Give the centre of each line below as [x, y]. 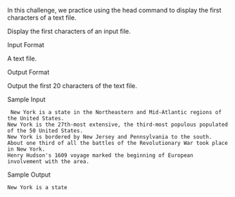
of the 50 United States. [45, 131]
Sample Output [29, 174]
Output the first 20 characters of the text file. [72, 86]
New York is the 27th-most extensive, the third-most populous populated [118, 125]
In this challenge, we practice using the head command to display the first [114, 10]
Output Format [28, 72]
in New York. [26, 149]
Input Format [26, 45]
